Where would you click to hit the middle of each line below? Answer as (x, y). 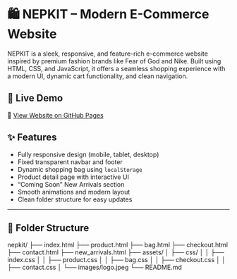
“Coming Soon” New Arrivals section (71, 184)
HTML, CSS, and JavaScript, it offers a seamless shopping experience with (116, 68)
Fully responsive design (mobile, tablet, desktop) (88, 154)
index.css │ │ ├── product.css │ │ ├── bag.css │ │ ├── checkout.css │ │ (117, 260)
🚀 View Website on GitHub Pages (55, 115)
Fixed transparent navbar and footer (70, 162)
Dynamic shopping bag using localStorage (80, 169)
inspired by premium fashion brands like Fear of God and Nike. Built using (114, 61)
